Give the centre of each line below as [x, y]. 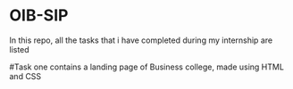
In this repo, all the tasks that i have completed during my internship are [141, 40]
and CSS [25, 76]
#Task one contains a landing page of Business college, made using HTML [146, 67]
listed [19, 49]
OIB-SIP [39, 16]
